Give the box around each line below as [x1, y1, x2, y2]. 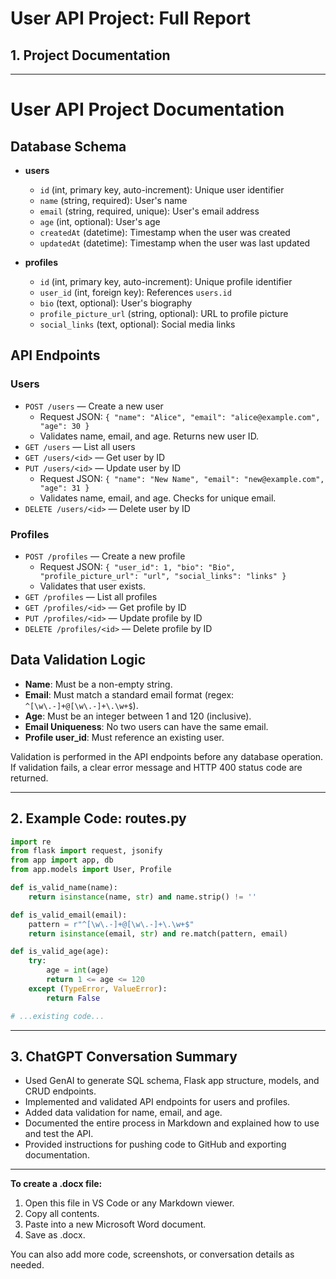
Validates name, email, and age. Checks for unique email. [39, 492, 277, 504]
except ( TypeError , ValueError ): [28, 983, 168, 994]
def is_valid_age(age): [10, 947, 110, 957]
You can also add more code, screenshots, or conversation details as [10, 1248, 295, 1261]
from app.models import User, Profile [10, 865, 172, 875]
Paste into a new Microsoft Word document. [24, 1218, 207, 1231]
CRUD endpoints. [24, 1085, 97, 1097]
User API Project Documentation [10, 98, 285, 121]
